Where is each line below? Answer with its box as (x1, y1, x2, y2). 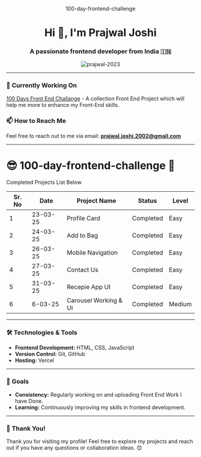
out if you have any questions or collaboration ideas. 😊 (6, 444, 142, 451)
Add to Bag (66, 231, 99, 240)
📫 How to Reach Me (6, 116, 66, 125)
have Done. (14, 397, 44, 404)
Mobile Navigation (66, 249, 118, 257)
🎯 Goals (6, 378, 29, 386)
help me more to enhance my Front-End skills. (6, 101, 120, 108)
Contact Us (66, 266, 99, 274)
